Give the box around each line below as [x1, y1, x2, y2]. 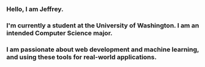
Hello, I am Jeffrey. [6, 5, 64, 13]
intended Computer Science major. [6, 29, 113, 37]
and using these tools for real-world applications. [6, 52, 157, 61]
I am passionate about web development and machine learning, [6, 45, 199, 54]
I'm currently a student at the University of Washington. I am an [6, 21, 199, 29]
